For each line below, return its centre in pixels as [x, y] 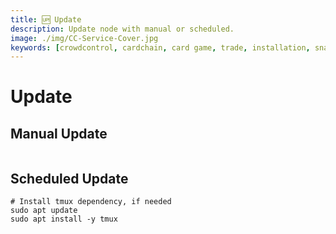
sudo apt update [44, 211]
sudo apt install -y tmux [64, 219]
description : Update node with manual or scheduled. [122, 29]
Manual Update [59, 133]
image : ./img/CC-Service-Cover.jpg [84, 38]
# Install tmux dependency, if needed [91, 202]
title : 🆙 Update [46, 19]
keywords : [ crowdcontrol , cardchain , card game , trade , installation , [160, 47]
